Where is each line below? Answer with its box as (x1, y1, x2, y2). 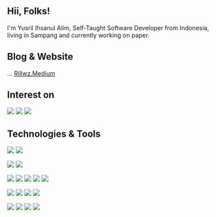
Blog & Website (7, 51, 73, 62)
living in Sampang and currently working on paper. (7, 31, 149, 39)
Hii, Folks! (7, 5, 50, 17)
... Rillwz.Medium (7, 69, 56, 78)
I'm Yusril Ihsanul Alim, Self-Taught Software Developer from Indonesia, (7, 23, 209, 32)
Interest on (7, 89, 55, 101)
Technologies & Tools (7, 128, 101, 139)
